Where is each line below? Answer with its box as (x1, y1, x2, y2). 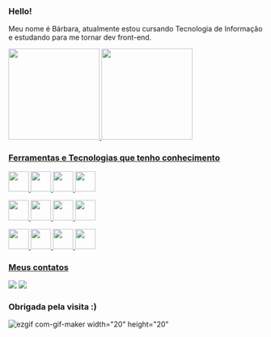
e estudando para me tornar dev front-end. (8, 32, 152, 42)
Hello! (8, 6, 32, 17)
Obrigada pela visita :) (8, 301, 97, 312)
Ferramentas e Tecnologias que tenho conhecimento (8, 152, 221, 163)
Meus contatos (8, 261, 69, 272)
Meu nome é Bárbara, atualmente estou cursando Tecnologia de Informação (8, 24, 263, 34)
